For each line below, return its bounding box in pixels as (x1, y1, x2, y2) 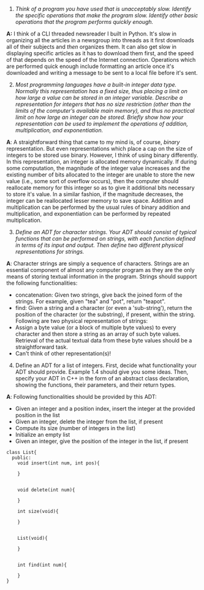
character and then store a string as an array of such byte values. (15, 330, 181, 338)
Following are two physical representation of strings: (15, 317, 148, 324)
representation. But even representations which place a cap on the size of (6, 145, 193, 152)
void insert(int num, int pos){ (17, 460, 100, 466)
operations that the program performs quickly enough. (15, 18, 154, 25)
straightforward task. (15, 343, 69, 350)
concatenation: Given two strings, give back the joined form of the (15, 291, 183, 298)
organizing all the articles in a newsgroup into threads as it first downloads (6, 37, 194, 43)
